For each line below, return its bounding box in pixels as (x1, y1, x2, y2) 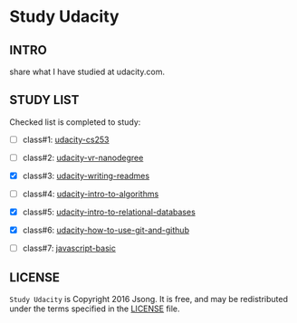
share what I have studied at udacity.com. (9, 66, 166, 77)
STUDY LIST (9, 92, 80, 108)
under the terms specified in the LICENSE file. (9, 303, 180, 314)
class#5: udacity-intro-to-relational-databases (22, 206, 196, 218)
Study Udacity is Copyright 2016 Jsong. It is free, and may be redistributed (9, 294, 288, 305)
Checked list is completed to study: (9, 116, 141, 128)
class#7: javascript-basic (22, 242, 116, 254)
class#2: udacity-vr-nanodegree (22, 152, 144, 163)
